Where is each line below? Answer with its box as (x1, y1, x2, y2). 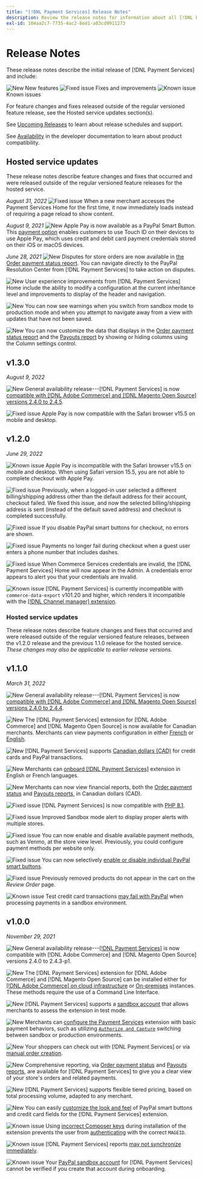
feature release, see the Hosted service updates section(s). (6, 109, 154, 116)
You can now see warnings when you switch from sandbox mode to (25, 303, 194, 310)
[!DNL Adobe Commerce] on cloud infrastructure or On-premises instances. (6, 982, 195, 989)
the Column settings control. (6, 340, 77, 347)
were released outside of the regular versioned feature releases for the (6, 179, 182, 187)
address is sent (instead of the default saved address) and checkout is (6, 506, 182, 513)
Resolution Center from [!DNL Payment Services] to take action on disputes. (6, 266, 196, 273)
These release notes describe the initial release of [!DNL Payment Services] (6, 66, 195, 73)
